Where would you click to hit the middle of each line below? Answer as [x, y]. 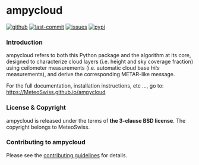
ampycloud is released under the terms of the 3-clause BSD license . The [96, 120]
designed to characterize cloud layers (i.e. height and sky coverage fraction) [100, 62]
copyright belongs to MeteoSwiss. [48, 127]
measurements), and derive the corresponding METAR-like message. [91, 74]
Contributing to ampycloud [46, 142]
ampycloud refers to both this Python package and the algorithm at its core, [99, 55]
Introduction [24, 42]
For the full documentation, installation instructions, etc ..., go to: [85, 86]
